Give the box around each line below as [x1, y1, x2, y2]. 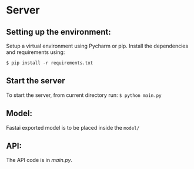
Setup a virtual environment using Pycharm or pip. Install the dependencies [6, 42, 189, 49]
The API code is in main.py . [6, 157, 72, 164]
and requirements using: [6, 49, 65, 56]
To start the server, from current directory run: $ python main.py [6, 92, 162, 99]
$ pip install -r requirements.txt [6, 60, 93, 66]
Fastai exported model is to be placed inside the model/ [6, 124, 140, 131]
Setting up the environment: [6, 27, 111, 37]
